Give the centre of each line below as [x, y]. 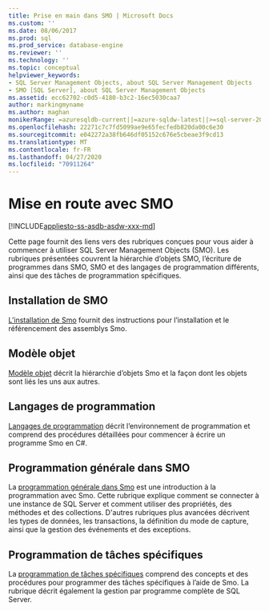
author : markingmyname [46, 105]
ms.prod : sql [30, 38]
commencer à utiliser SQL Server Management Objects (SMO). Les [119, 250]
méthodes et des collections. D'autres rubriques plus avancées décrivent [129, 513]
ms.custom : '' [32, 23]
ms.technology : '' [39, 61]
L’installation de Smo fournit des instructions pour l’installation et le [119, 320]
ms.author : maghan [39, 113]
